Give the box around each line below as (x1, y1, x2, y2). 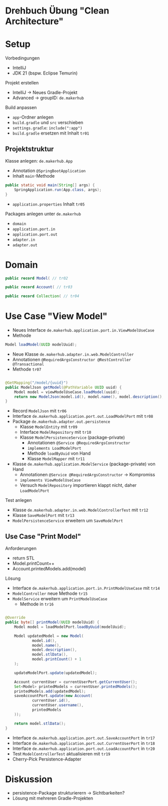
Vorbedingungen (5, 55, 40, 61)
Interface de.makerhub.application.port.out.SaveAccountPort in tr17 (12, 734, 155, 740)
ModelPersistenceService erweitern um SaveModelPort (12, 518, 123, 524)
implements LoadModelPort (27, 446, 81, 451)
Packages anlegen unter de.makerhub (5, 211, 81, 217)
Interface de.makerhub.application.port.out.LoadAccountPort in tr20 (12, 745, 155, 751)
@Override (5, 615, 26, 620)
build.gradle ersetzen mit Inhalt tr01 (12, 130, 89, 136)
